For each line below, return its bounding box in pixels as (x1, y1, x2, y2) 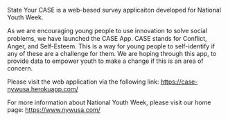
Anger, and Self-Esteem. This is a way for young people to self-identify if (7, 42, 216, 50)
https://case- (160, 77, 198, 86)
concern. (7, 64, 33, 72)
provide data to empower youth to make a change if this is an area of (7, 57, 204, 65)
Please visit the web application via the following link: (7, 77, 159, 86)
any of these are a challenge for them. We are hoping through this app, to (7, 50, 217, 57)
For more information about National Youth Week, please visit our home (7, 98, 211, 106)
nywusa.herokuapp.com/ (7, 85, 78, 93)
